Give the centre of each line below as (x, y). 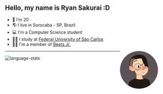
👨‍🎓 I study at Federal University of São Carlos (57, 39)
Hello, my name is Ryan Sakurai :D (57, 8)
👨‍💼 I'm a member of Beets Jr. (41, 44)
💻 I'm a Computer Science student (47, 32)
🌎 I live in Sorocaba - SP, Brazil (44, 25)
